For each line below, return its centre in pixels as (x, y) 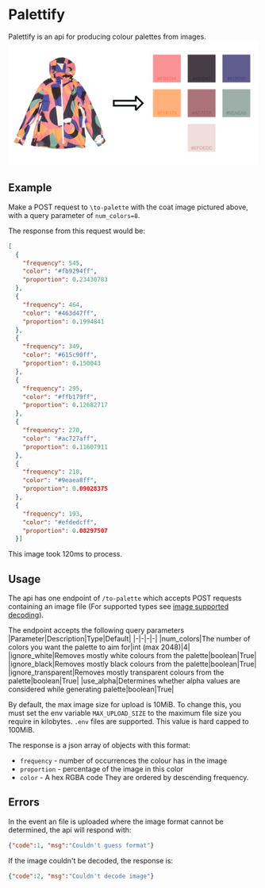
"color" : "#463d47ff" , (60, 313)
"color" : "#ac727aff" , (60, 438)
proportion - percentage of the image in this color (102, 769)
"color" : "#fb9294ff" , (60, 271)
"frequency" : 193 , (53, 514)
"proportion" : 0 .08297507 (65, 530)
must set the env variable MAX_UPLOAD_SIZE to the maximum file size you (125, 713)
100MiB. (21, 730)
